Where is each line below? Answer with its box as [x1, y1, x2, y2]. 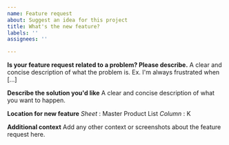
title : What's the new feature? [7, 23, 100, 30]
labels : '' [7, 29, 39, 37]
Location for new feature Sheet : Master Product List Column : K [7, 110, 191, 118]
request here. [7, 130, 46, 139]
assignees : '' [7, 36, 48, 43]
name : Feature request [7, 10, 72, 17]
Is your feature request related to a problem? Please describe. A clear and [7, 61, 222, 69]
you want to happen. [7, 96, 66, 104]
